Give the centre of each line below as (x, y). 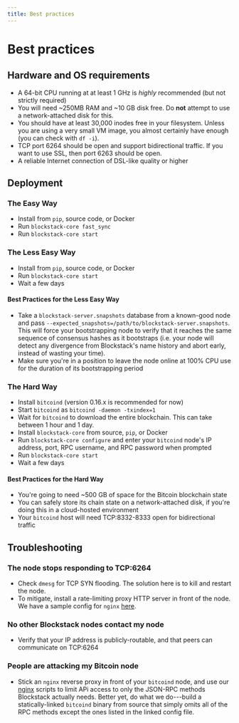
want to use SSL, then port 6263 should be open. (90, 153)
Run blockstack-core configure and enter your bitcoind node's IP (115, 440)
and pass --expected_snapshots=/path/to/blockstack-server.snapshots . (123, 323)
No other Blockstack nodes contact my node (86, 624)
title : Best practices (41, 14)
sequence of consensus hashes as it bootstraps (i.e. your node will (116, 338)
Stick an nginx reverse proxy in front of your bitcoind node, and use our (123, 682)
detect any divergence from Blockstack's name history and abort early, (122, 345)
